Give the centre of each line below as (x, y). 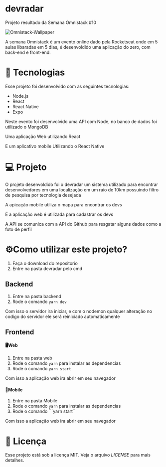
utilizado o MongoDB (27, 127)
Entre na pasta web (32, 358)
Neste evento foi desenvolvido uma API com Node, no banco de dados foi (81, 121)
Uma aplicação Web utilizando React (43, 136)
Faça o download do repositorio (45, 263)
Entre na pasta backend (37, 296)
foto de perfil (18, 229)
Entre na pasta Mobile (35, 401)
